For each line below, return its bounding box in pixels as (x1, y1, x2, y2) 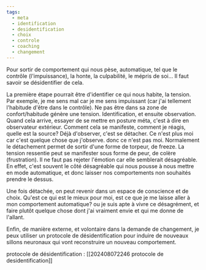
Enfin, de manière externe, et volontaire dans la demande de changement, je (6, 225, 199, 233)
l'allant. (6, 213, 25, 221)
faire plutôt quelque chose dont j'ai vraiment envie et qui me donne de (6, 207, 184, 214)
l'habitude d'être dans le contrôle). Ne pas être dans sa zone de (6, 104, 167, 111)
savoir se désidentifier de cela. (6, 79, 84, 86)
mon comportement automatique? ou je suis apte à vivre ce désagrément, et (6, 200, 199, 207)
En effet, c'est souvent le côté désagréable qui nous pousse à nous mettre (6, 162, 194, 169)
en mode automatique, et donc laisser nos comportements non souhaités (6, 169, 191, 176)
